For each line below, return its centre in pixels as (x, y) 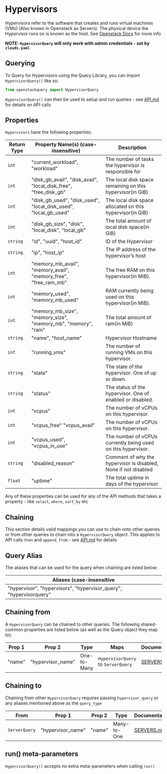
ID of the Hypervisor (129, 241)
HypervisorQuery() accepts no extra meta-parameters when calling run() (80, 766)
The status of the (125, 387)
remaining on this (126, 186)
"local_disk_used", (53, 206)
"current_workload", (55, 162)
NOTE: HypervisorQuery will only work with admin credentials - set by (78, 43)
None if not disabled (129, 470)
